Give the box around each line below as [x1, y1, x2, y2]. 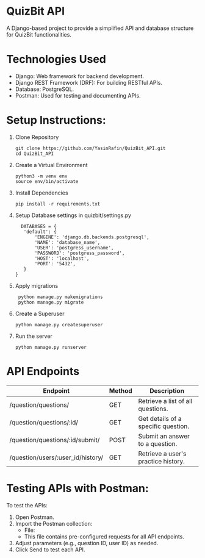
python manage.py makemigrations [18, 294, 103, 300]
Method [109, 386, 132, 395]
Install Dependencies [15, 189, 68, 196]
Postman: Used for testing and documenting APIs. [15, 91, 142, 99]
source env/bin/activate [15, 178, 79, 184]
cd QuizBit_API [15, 151, 54, 157]
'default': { [23, 229, 57, 235]
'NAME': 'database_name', [34, 239, 101, 245]
